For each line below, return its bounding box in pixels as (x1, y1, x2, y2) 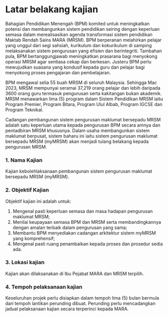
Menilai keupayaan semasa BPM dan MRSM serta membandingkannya (12, 219, 161, 225)
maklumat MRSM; (12, 214, 50, 220)
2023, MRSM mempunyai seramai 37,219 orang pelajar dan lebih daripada (5, 84, 161, 91)
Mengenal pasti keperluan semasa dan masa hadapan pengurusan (12, 208, 153, 214)
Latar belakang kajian (5, 4, 99, 15)
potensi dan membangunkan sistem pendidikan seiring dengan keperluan (5, 26, 160, 32)
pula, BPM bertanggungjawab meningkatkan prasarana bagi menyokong (5, 53, 157, 59)
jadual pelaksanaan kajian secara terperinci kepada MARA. (5, 306, 129, 312)
